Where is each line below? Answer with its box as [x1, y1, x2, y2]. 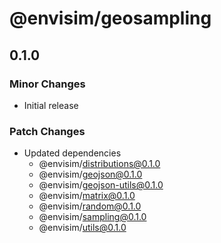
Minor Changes [9, 77, 86, 91]
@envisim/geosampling [9, 7, 212, 30]
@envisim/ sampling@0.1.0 [38, 211, 147, 223]
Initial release [23, 99, 79, 111]
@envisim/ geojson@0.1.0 [38, 168, 143, 181]
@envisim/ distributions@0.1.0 [38, 158, 161, 170]
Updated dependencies [23, 147, 122, 159]
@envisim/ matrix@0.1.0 [38, 190, 136, 202]
